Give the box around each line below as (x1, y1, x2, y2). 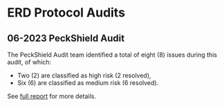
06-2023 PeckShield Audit (7, 32, 125, 44)
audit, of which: (7, 58, 52, 66)
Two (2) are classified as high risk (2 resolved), (17, 71, 151, 79)
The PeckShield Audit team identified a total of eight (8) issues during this (7, 50, 218, 59)
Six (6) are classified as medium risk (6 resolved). (17, 79, 159, 87)
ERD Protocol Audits (7, 5, 126, 21)
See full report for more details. (7, 92, 97, 100)
